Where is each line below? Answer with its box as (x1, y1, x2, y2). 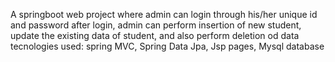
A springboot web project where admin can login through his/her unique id (10, 9, 318, 20)
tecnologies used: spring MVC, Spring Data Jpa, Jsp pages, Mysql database (10, 40, 325, 52)
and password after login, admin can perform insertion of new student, (10, 19, 302, 31)
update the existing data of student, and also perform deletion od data (10, 30, 300, 41)
